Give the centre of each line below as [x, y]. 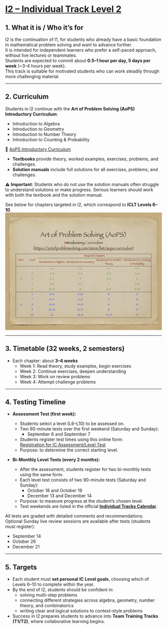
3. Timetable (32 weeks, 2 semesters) [65, 349]
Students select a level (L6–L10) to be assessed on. [72, 423]
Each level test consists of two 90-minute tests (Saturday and [83, 480]
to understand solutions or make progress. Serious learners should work [79, 190]
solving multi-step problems [48, 595]
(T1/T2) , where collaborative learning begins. [59, 622]
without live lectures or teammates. [41, 55]
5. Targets [21, 567]
